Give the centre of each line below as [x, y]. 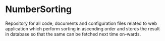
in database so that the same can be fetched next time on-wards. [73, 34]
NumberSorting [39, 9]
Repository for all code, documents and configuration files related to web [81, 23]
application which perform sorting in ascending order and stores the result [82, 28]
